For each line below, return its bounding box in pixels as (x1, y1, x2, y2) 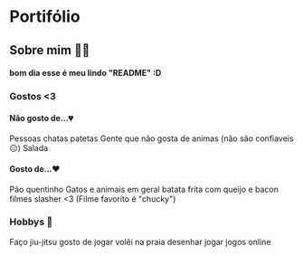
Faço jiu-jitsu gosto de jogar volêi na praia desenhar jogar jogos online (9, 236, 271, 247)
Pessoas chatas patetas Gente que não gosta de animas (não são (9, 133, 254, 144)
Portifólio (9, 6, 80, 27)
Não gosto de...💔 (9, 112, 74, 123)
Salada (22, 143, 49, 154)
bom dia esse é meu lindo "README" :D (9, 68, 162, 79)
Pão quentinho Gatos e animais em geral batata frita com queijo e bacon (9, 184, 279, 194)
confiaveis (254, 133, 294, 144)
